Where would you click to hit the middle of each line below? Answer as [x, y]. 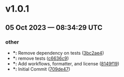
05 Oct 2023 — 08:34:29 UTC [54, 28]
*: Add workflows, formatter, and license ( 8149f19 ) [66, 63]
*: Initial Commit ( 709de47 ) [41, 69]
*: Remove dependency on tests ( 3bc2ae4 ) [58, 53]
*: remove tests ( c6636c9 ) [41, 58]
